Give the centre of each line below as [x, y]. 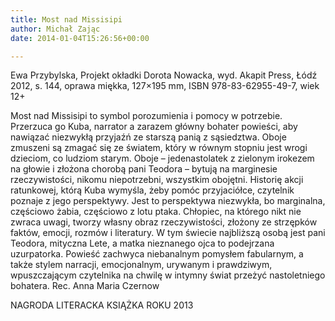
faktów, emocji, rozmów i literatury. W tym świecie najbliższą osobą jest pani [168, 233]
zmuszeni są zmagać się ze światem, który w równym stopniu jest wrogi [159, 148]
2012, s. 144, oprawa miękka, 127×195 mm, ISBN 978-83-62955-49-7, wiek [165, 86]
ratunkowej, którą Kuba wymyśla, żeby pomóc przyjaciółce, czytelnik [152, 190]
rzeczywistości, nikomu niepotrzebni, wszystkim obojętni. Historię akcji [157, 180]
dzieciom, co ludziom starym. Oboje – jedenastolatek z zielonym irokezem [162, 158]
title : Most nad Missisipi [66, 19]
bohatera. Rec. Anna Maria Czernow [85, 286]
